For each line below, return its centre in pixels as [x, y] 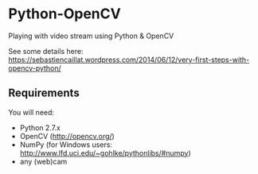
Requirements [44, 93]
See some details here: [46, 51]
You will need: [31, 112]
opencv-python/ [35, 68]
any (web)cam [43, 161]
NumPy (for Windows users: [66, 145]
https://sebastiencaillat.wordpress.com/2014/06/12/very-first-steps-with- [129, 60]
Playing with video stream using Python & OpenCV [91, 36]
